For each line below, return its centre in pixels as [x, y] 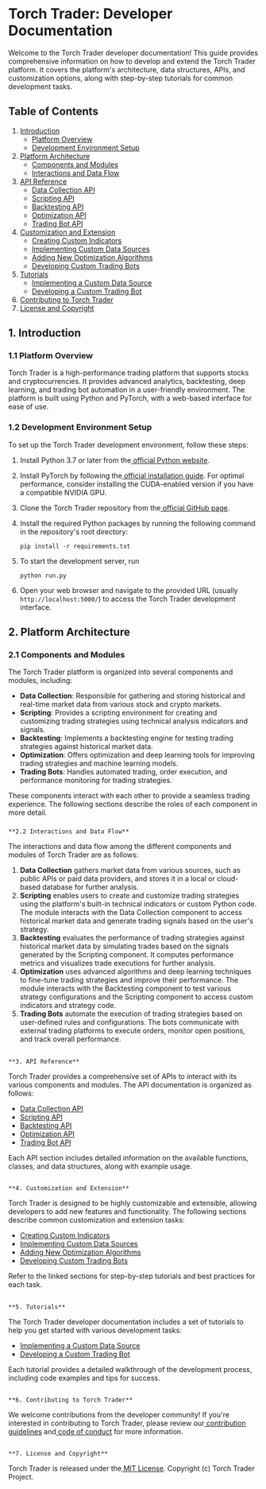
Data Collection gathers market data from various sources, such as [130, 871]
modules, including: [40, 681]
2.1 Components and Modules [67, 655]
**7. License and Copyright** [58, 1454]
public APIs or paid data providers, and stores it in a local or [118, 878]
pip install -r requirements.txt [75, 546]
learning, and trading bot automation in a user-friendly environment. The [127, 390]
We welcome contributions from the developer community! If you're [119, 1414]
